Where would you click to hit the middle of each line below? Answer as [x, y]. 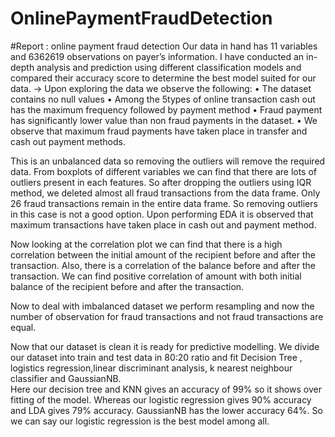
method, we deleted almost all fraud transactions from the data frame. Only [165, 193]
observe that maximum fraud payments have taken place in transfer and [159, 131]
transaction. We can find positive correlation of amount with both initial [156, 276]
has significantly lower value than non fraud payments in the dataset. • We [164, 120]
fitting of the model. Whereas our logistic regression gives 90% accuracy [161, 399]
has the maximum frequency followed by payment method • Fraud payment [166, 109]
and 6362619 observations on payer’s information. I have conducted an [157, 56]
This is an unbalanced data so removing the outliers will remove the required [168, 161]
